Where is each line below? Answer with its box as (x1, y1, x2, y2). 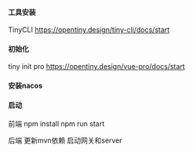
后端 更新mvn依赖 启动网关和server (8, 136, 123, 145)
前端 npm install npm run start (8, 119, 105, 128)
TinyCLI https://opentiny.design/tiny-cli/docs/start (8, 25, 170, 34)
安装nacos (8, 81, 43, 90)
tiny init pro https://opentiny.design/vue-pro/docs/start (8, 62, 186, 71)
